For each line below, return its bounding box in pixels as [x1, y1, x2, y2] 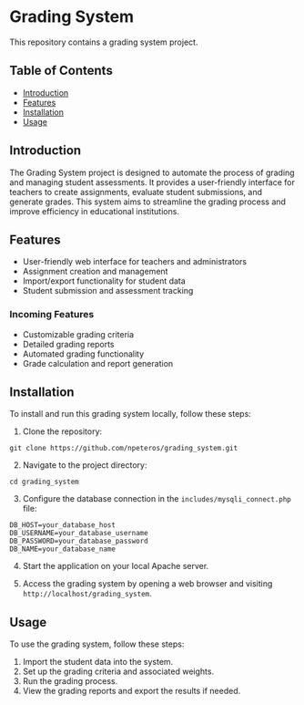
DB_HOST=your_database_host [9, 521, 117, 530]
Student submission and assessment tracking [22, 285, 194, 296]
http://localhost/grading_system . [22, 588, 152, 599]
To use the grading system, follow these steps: [9, 638, 185, 649]
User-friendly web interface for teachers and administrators [22, 256, 248, 267]
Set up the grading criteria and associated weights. [22, 666, 215, 677]
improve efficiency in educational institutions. [9, 205, 180, 216]
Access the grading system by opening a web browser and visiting [22, 578, 273, 589]
